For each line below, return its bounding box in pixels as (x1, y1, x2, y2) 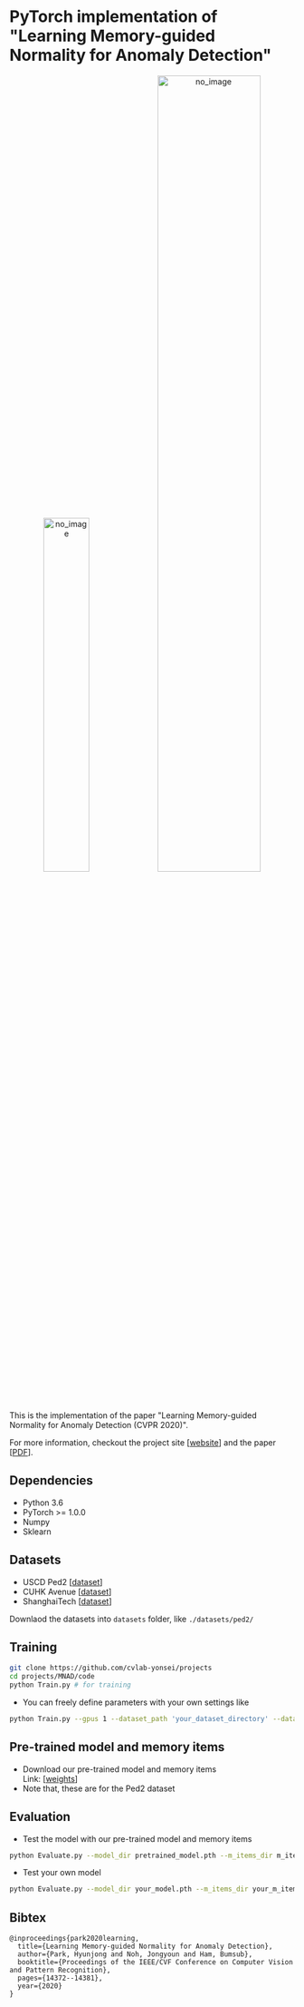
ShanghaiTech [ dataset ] (22, 1595, 112, 1607)
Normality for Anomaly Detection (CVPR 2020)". (9, 1419, 188, 1430)
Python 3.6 (22, 1497, 63, 1508)
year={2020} (17, 1982, 63, 1991)
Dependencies (9, 1473, 93, 1489)
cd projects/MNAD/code (9, 1672, 95, 1681)
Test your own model (22, 1867, 101, 1878)
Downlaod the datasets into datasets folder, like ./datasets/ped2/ (9, 1613, 254, 1624)
